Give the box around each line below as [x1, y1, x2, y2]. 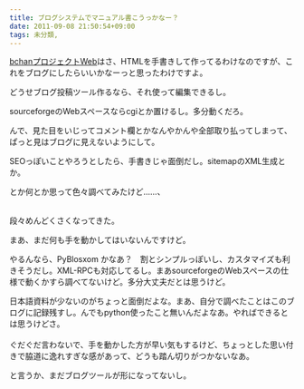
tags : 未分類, [9, 30, 59, 39]
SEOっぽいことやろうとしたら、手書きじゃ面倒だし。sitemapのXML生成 [9, 156, 279, 167]
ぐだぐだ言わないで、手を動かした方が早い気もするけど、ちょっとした [9, 339, 271, 350]
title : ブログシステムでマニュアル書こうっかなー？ [9, 13, 179, 23]
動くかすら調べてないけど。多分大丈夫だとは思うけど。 [24, 277, 231, 287]
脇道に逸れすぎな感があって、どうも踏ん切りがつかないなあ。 [24, 351, 255, 362]
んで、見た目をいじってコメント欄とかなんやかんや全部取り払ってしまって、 [9, 125, 292, 136]
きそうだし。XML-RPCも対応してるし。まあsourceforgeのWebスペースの [9, 265, 281, 277]
